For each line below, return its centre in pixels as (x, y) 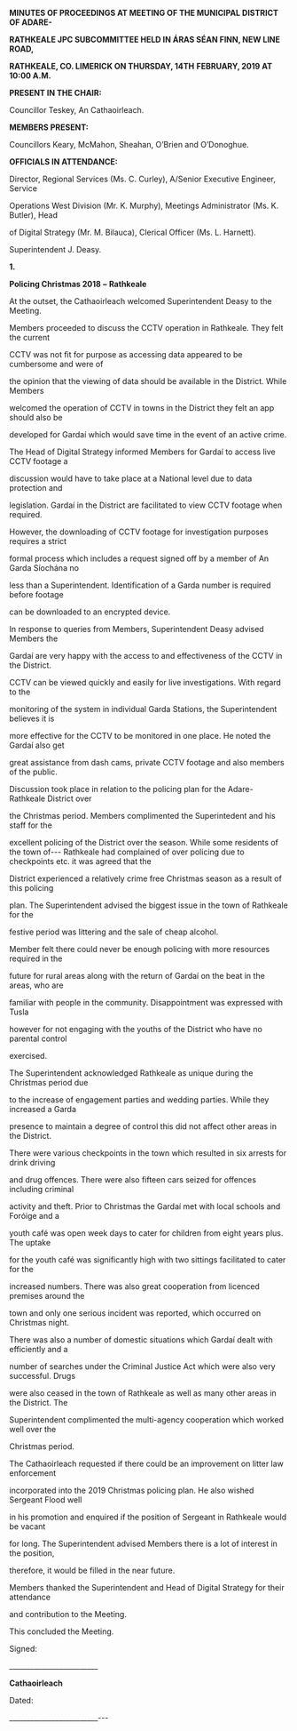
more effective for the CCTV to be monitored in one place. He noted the (140, 736)
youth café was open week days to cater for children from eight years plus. (146, 1233)
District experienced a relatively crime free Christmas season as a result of (145, 878)
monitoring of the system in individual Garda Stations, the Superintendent (143, 709)
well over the (33, 1429)
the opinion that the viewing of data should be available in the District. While (148, 381)
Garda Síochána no (44, 568)
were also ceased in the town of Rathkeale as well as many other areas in (143, 1393)
